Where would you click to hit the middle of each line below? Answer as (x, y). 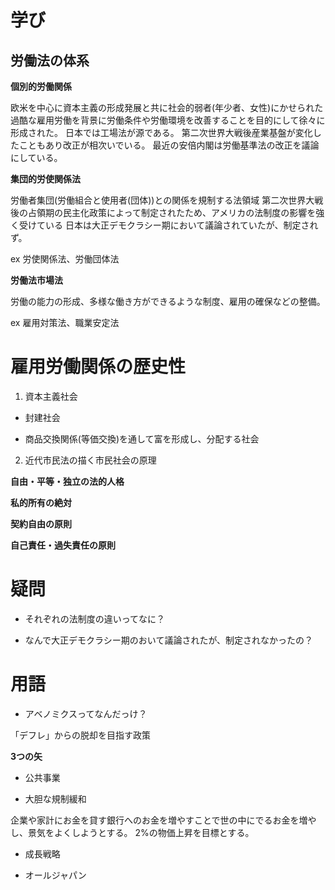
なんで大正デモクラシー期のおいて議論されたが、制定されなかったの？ (169, 640)
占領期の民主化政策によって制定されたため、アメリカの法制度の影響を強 (176, 212)
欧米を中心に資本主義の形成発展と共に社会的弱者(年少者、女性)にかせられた (167, 107)
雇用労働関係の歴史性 (98, 367)
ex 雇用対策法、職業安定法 (65, 322)
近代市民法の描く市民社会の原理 (90, 460)
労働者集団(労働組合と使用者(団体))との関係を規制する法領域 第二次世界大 (162, 200)
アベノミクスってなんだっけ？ (86, 713)
